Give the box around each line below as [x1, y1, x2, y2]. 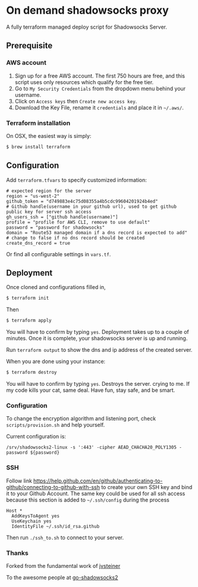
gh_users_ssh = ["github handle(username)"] [6, 214, 118, 220]
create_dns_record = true [6, 240, 70, 246]
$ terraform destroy [6, 370, 58, 376]
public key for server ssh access [6, 208, 92, 215]
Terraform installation [6, 119, 71, 127]
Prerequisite [6, 41, 53, 51]
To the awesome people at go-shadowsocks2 [6, 574, 118, 581]
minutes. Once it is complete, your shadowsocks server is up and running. [6, 335, 188, 342]
